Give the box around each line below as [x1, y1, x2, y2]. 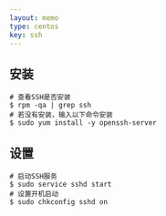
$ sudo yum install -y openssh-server [9, 118, 157, 128]
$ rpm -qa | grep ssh [9, 101, 92, 110]
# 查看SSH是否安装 [9, 93, 71, 102]
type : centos [9, 22, 59, 31]
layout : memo [9, 13, 59, 23]
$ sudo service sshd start [9, 180, 112, 189]
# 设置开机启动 [9, 190, 59, 199]
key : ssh [9, 30, 43, 39]
